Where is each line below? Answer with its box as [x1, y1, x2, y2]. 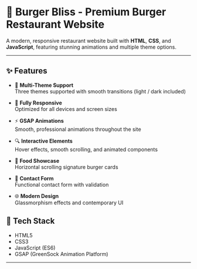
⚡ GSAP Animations [14, 117, 64, 124]
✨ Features [6, 66, 47, 76]
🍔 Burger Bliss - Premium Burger [6, 5, 167, 19]
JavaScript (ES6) [14, 244, 56, 251]
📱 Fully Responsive [14, 99, 63, 106]
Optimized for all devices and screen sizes [14, 105, 117, 112]
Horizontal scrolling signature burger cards [14, 163, 118, 170]
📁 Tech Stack [6, 216, 55, 226]
